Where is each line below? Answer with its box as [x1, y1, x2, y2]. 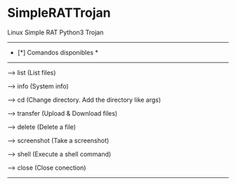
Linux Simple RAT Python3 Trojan [7, 28, 104, 36]
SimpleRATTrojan [7, 5, 111, 21]
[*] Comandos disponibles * [17, 48, 98, 57]
